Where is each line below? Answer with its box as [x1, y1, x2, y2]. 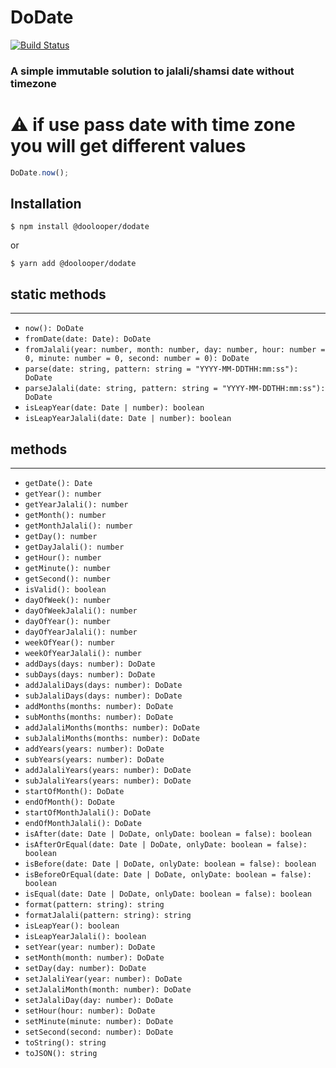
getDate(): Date [24, 479, 93, 489]
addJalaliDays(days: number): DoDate [24, 681, 183, 691]
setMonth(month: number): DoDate [24, 953, 165, 963]
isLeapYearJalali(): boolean [24, 932, 147, 942]
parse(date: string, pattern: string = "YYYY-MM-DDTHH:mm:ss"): [24, 364, 299, 375]
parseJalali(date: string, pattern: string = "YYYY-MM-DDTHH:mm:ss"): [24, 384, 326, 394]
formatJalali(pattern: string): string [24, 911, 192, 921]
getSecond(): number [24, 574, 111, 585]
